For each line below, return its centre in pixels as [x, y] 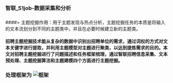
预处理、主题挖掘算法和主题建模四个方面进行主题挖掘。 [64, 60]
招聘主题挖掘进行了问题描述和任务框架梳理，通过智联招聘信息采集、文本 [91, 54]
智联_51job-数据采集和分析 [38, 8]
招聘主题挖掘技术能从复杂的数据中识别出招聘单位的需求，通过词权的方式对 [84, 42]
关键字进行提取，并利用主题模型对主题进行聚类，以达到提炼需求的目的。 [86, 48]
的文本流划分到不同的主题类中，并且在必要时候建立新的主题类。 [73, 29]
